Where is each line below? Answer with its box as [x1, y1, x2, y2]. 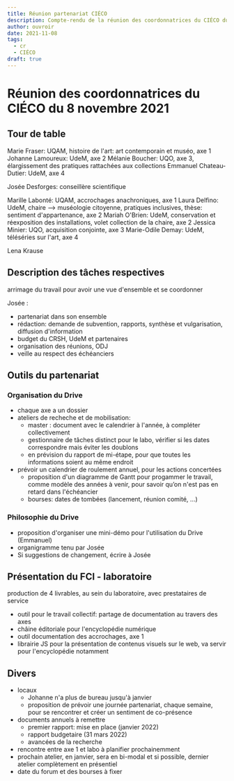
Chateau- [198, 161, 226, 169]
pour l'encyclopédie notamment [17, 647, 109, 655]
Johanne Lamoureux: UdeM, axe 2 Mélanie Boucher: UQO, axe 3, [7, 154, 194, 162]
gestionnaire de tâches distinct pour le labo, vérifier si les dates [27, 436, 210, 444]
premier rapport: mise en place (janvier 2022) [27, 723, 159, 731]
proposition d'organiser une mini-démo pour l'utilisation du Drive [17, 528, 203, 537]
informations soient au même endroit [27, 458, 134, 467]
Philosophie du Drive [7, 513, 79, 522]
